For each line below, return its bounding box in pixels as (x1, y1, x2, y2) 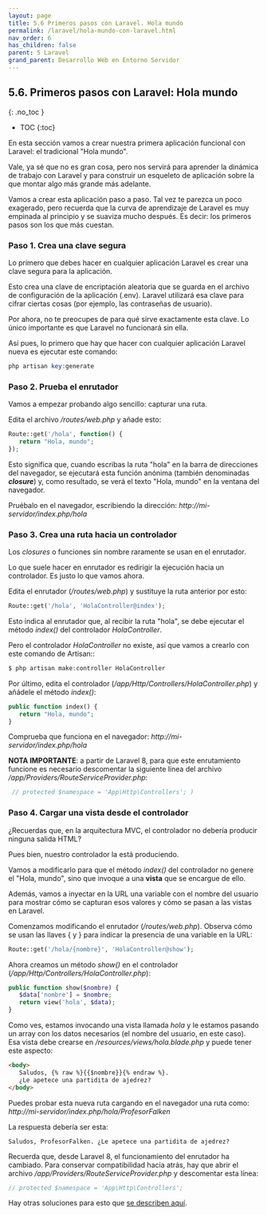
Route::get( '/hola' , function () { (8, 431, 124, 439)
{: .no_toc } (8, 107, 45, 117)
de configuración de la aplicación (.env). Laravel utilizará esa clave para (8, 290, 245, 300)
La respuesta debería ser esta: (8, 1122, 109, 1131)
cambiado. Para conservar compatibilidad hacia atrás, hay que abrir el (8, 1160, 239, 1169)
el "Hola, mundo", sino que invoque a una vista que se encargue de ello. (8, 873, 246, 883)
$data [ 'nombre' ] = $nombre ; (18, 991, 112, 999)
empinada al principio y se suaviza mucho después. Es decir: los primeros (8, 211, 252, 220)
